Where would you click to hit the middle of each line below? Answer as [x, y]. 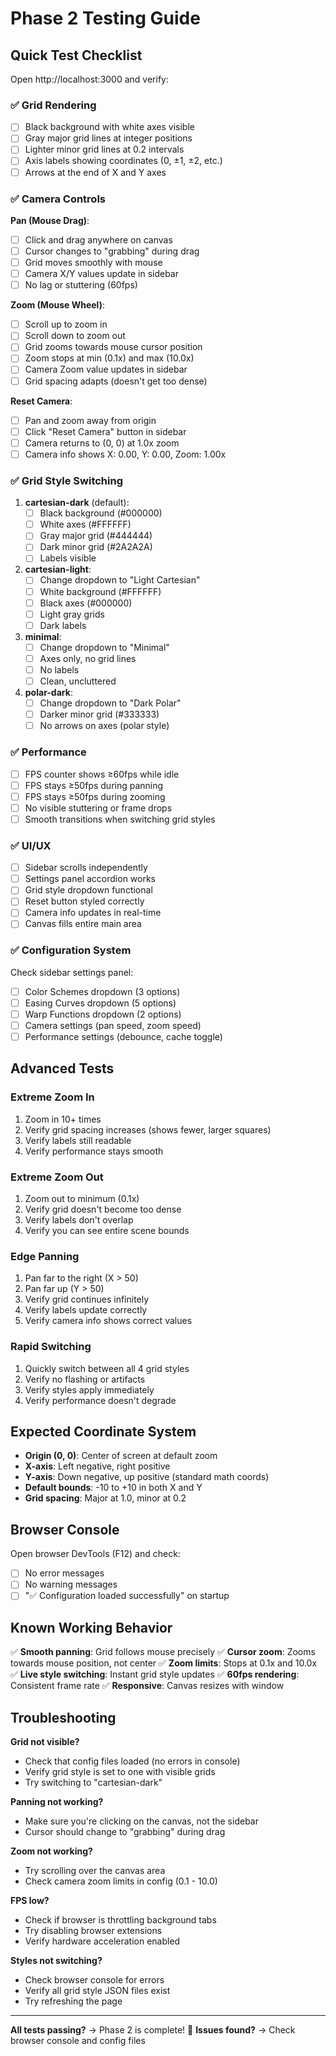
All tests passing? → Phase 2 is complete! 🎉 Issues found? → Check [153, 2030]
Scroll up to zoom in [66, 324]
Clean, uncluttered [78, 681]
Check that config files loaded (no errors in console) [132, 1761]
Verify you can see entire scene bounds [107, 1231]
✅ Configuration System [71, 950]
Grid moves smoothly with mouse [93, 263]
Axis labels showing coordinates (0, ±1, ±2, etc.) [123, 161]
